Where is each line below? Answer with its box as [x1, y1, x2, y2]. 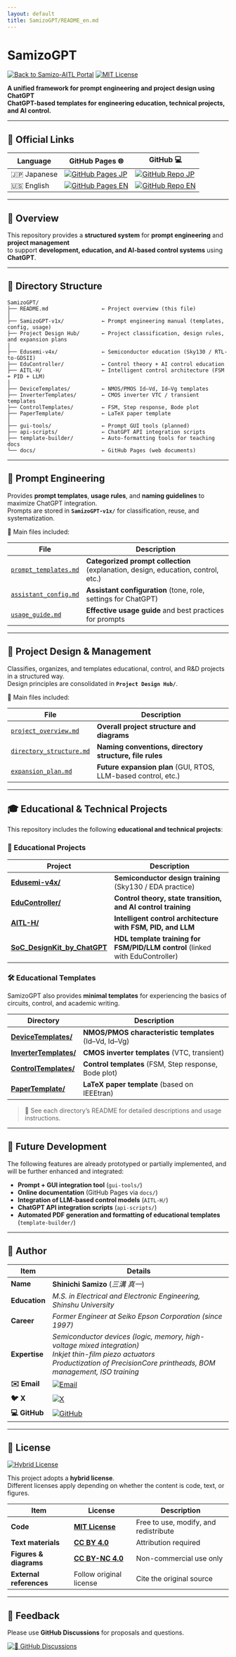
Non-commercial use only [136, 1553, 223, 1563]
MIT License [73, 1522, 116, 1532]
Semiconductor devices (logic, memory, [52, 1332, 184, 1342]
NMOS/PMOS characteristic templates [83, 1027, 215, 1037]
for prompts [86, 614, 125, 624]
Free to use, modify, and [136, 1518, 216, 1527]
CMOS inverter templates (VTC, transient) [83, 1047, 225, 1057]
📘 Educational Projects [7, 843, 86, 853]
